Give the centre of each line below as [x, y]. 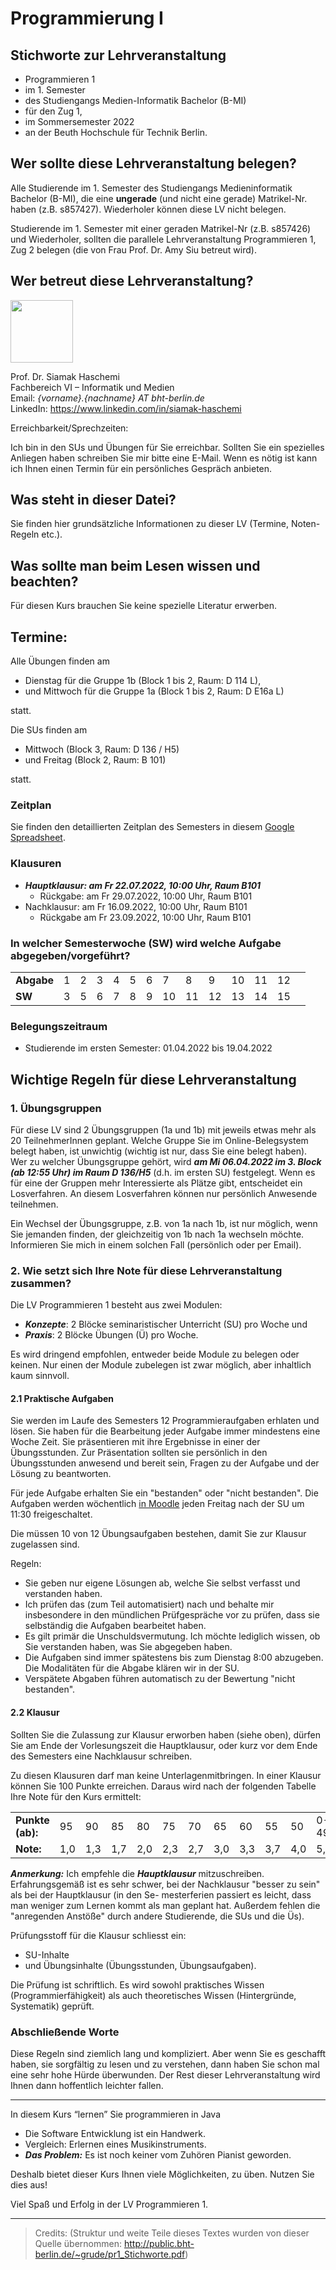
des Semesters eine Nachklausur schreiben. [101, 1756]
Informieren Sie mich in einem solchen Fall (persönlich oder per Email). [156, 1244]
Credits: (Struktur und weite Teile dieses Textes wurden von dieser [172, 2233]
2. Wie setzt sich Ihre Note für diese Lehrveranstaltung [146, 1270]
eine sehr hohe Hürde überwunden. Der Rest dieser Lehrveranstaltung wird [165, 2074]
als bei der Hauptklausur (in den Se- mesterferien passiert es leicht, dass [161, 1894]
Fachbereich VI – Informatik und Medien [92, 387]
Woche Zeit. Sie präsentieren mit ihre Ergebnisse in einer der [135, 1442]
